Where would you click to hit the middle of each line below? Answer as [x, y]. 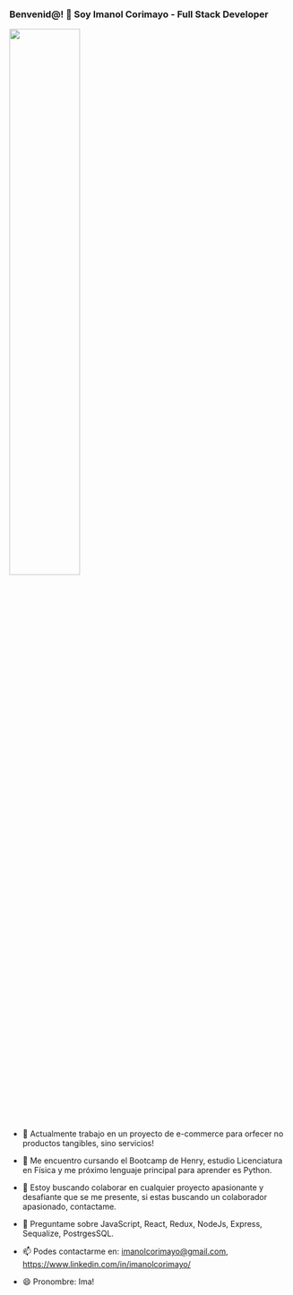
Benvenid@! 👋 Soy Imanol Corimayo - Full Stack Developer [139, 14]
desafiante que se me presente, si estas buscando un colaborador [144, 1197]
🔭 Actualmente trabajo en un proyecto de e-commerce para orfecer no [153, 1134]
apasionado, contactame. [69, 1207]
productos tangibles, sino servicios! [88, 1144]
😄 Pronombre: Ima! [58, 1282]
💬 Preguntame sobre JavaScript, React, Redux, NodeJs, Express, [142, 1224]
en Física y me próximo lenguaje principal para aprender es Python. [147, 1170]
